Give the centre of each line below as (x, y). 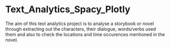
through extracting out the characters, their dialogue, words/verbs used (81, 29)
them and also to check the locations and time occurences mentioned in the (85, 34)
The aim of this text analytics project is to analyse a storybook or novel (80, 24)
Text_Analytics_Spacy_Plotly (68, 9)
